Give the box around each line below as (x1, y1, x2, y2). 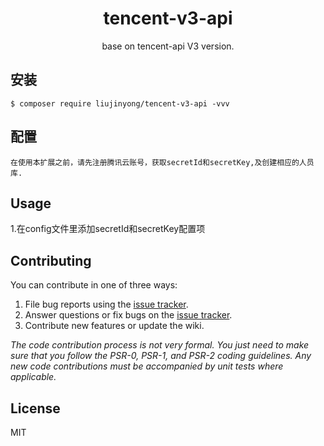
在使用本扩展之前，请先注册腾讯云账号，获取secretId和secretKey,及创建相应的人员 (10, 157, 315, 167)
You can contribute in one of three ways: (10, 279, 178, 291)
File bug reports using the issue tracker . (24, 298, 189, 311)
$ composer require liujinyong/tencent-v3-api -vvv (10, 98, 230, 109)
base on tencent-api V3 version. (101, 40, 235, 52)
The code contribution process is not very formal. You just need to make (10, 339, 310, 351)
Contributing (10, 252, 92, 269)
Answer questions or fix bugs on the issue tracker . (24, 309, 233, 321)
